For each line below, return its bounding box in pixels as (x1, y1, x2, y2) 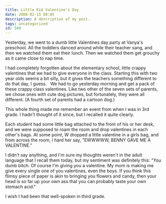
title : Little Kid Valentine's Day (5, 7, 79, 12)
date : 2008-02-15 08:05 (5, 12, 55, 17)
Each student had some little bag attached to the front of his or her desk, (5, 121, 155, 127)
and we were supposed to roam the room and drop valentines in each (5, 126, 148, 132)
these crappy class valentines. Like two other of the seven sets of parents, (5, 86, 158, 92)
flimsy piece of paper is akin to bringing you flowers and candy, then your (5, 173, 157, 179)
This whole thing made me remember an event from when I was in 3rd (5, 106, 150, 112)
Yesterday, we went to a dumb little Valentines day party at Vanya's (5, 39, 143, 45)
